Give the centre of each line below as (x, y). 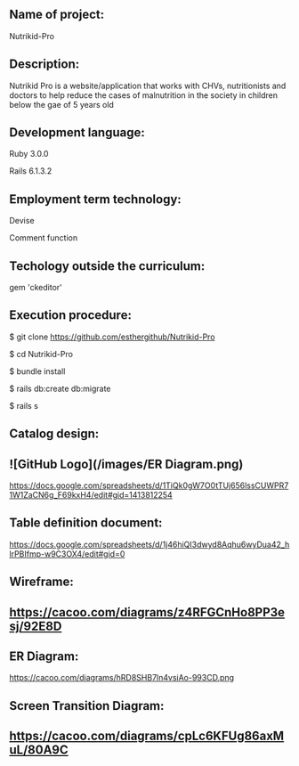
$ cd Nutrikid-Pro (41, 354)
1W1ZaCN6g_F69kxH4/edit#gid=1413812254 (91, 495)
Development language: (77, 133)
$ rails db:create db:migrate (60, 388)
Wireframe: (41, 582)
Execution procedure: (70, 315)
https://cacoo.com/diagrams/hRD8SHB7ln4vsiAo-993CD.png (121, 678)
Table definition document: (86, 523)
